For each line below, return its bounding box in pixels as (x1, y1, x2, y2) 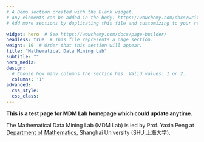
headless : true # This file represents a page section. (6, 37, 154, 43)
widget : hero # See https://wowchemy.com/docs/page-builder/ (6, 31, 167, 37)
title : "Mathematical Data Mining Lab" (6, 48, 107, 55)
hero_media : (6, 59, 36, 66)
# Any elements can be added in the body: (6, 15, 115, 21)
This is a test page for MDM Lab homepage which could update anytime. (6, 110, 193, 117)
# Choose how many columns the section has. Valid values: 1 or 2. (12, 70, 186, 76)
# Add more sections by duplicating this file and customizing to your (6, 20, 191, 26)
